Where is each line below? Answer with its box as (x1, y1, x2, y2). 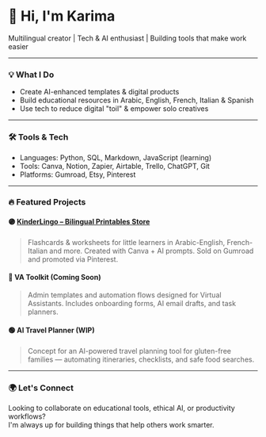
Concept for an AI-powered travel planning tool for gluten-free (27, 347, 232, 356)
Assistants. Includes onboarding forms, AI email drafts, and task (27, 298, 236, 308)
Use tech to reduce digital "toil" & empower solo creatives (19, 104, 209, 113)
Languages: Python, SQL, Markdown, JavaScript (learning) (19, 152, 212, 162)
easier (8, 41, 29, 51)
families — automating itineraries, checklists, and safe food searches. (27, 355, 255, 364)
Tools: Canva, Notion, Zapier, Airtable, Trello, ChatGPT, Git (19, 161, 210, 171)
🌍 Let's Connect (8, 382, 74, 393)
